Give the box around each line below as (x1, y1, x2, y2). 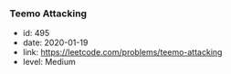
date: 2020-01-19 (22, 37, 89, 48)
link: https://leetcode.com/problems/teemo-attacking (22, 47, 223, 58)
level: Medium (22, 57, 76, 68)
